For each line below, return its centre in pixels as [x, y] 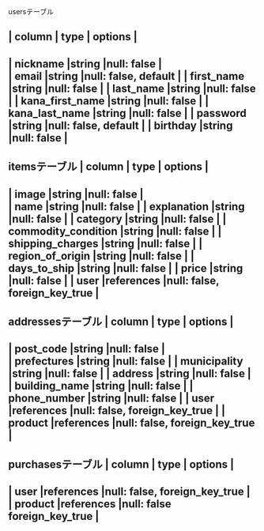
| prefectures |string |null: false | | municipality [126, 362]
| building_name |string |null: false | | [101, 386]
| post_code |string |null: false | [87, 349]
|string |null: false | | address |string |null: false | [130, 374]
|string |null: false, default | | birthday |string [121, 125]
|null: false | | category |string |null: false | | [117, 218]
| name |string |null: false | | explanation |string [126, 207]
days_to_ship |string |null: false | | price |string [126, 268]
